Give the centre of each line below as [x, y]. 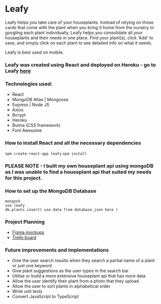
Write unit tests [27, 291]
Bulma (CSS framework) [36, 125]
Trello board [24, 237]
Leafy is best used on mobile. [34, 52]
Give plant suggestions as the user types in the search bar [70, 271]
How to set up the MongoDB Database [51, 191]
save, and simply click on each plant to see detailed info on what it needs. [79, 43]
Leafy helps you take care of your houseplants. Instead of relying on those [79, 22]
